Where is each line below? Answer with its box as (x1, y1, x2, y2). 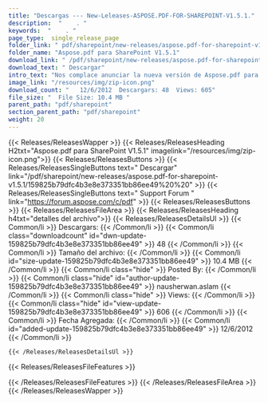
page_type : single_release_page (8, 34, 120, 42)
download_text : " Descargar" (8, 64, 105, 72)
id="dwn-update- (89, 231, 147, 240)
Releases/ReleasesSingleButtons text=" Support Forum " (8, 188, 195, 198)
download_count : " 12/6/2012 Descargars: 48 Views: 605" (8, 85, 216, 94)
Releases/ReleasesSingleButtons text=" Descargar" (8, 163, 178, 172)
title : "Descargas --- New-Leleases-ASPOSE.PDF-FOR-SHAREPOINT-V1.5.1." (8, 11, 255, 20)
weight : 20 (8, 116, 45, 124)
